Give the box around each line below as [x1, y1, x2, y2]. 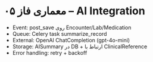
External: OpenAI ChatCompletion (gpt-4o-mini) [12, 36, 130, 44]
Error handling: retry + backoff [12, 49, 88, 56]
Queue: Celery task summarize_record [12, 30, 107, 37]
